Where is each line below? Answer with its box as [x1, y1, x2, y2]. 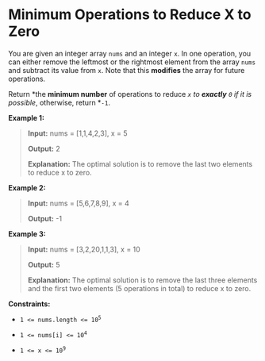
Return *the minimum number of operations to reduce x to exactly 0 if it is [8, 89, 252, 98]
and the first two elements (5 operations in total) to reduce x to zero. [27, 283, 252, 293]
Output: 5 [27, 259, 61, 269]
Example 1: [8, 113, 45, 122]
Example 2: [8, 182, 46, 192]
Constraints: [8, 299, 51, 309]
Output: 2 [27, 144, 61, 153]
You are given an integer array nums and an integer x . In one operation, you [8, 48, 252, 58]
